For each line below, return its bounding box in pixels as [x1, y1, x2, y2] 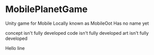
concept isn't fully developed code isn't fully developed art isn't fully [5, 30, 149, 36]
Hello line [5, 45, 25, 51]
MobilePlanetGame [5, 4, 88, 15]
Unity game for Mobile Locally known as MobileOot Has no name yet [5, 20, 149, 26]
